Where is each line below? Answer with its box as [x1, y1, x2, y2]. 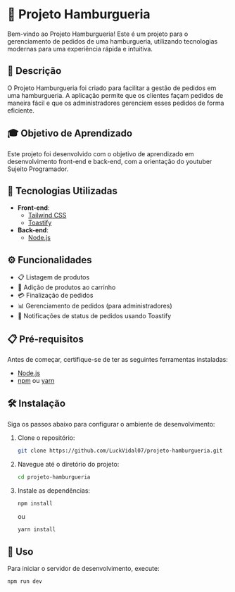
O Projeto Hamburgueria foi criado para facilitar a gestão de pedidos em [7, 84, 217, 92]
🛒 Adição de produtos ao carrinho [17, 283, 116, 291]
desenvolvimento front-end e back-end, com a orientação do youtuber [7, 157, 212, 165]
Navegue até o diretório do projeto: [17, 460, 120, 468]
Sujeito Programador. [7, 165, 69, 173]
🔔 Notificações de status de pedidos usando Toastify [17, 312, 172, 320]
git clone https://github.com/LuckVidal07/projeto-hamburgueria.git [17, 447, 223, 454]
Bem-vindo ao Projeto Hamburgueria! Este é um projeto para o [7, 30, 189, 38]
